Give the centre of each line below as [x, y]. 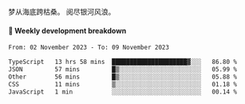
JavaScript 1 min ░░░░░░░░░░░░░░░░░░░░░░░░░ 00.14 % [123, 92]
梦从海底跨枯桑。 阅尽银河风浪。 [62, 12]
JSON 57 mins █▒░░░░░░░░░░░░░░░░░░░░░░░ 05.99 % [123, 69]
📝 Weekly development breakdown [67, 30]
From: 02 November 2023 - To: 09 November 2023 [89, 48]
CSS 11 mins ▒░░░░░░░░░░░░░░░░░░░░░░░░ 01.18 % [123, 84]
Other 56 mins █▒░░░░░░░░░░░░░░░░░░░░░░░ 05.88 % [123, 77]
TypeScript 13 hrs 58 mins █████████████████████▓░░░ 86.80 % [123, 62]
